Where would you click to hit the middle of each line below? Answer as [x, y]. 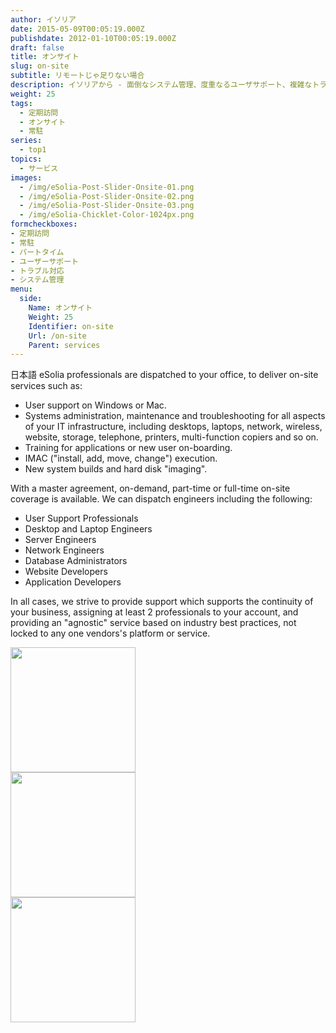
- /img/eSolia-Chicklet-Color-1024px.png [107, 215]
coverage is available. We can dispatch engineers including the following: [161, 499]
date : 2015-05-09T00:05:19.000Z [77, 29]
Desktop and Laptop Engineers [88, 529]
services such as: [46, 386]
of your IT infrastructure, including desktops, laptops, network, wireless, [173, 427]
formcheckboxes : [44, 224]
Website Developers [66, 572]
